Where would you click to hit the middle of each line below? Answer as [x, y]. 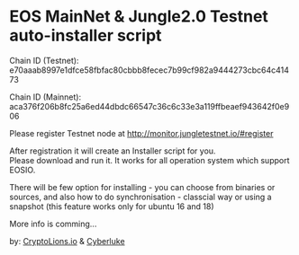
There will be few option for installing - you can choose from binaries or [142, 187]
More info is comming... [53, 224]
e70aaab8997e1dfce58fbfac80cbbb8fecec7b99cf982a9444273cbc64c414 [149, 70]
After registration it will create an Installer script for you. [113, 151]
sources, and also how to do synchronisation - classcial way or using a [140, 197]
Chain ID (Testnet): [44, 60]
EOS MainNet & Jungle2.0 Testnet [139, 17]
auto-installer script [86, 35]
